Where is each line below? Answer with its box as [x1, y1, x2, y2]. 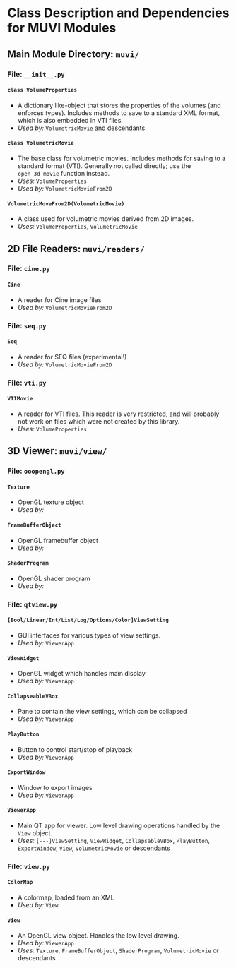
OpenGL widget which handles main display [17, 669, 146, 678]
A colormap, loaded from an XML [17, 893, 114, 902]
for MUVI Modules [7, 20, 117, 36]
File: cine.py [7, 263, 51, 273]
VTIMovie [7, 395, 33, 402]
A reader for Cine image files [17, 295, 102, 304]
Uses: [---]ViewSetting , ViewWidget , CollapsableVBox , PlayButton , [17, 836, 211, 844]
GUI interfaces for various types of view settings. [17, 631, 161, 640]
